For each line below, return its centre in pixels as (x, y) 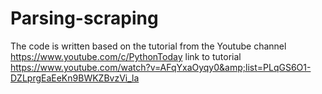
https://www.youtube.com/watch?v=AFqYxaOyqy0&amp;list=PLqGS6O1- (161, 67)
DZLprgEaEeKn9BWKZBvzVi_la (75, 78)
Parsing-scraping (84, 18)
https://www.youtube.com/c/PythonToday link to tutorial (126, 56)
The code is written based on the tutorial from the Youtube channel (148, 46)
